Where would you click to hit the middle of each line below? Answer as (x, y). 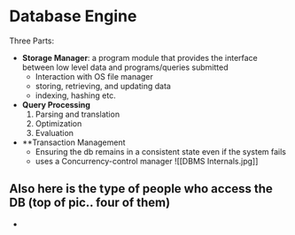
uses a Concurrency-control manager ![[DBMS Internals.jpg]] (147, 161)
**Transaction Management (74, 142)
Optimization (58, 123)
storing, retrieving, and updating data (103, 86)
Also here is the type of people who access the (141, 189)
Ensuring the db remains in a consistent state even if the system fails (160, 151)
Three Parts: (32, 41)
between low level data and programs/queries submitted (125, 67)
